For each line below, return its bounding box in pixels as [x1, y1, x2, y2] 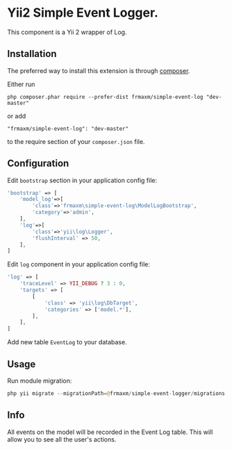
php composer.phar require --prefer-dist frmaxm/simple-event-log [7, 93, 204, 100]
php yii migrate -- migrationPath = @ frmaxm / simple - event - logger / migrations [7, 390, 226, 397]
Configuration [7, 158, 69, 170]
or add [7, 111, 26, 120]
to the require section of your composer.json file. [7, 137, 145, 145]
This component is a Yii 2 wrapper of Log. [7, 28, 127, 36]
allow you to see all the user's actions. [7, 435, 117, 443]
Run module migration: [7, 377, 72, 385]
